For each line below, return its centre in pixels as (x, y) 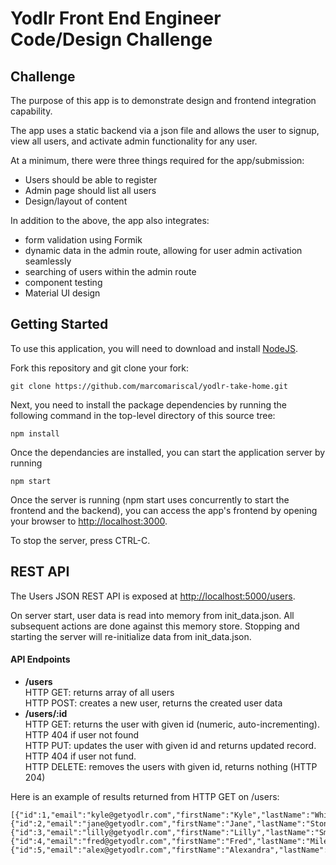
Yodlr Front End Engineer (116, 18)
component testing (63, 282)
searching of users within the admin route (110, 271)
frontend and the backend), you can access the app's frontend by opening (164, 510)
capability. (31, 111)
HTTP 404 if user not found (82, 734)
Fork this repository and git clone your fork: (100, 368)
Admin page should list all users (90, 190)
